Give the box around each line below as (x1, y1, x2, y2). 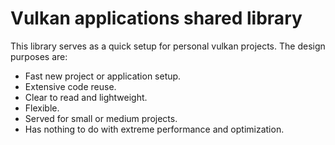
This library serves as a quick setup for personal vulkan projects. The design (10, 40, 326, 52)
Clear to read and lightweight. (24, 91, 148, 103)
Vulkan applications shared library (10, 7, 303, 30)
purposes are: (10, 50, 68, 62)
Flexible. (24, 102, 60, 114)
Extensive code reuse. (24, 80, 117, 92)
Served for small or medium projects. (24, 112, 178, 124)
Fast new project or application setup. (24, 70, 182, 82)
